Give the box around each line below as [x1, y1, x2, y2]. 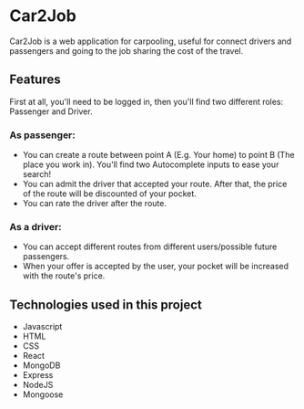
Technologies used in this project [9, 297, 202, 312]
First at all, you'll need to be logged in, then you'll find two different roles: [9, 96, 284, 107]
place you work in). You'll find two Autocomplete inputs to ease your [22, 159, 279, 170]
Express [22, 370, 54, 381]
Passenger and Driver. [9, 106, 93, 117]
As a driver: [9, 220, 62, 233]
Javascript [22, 321, 63, 332]
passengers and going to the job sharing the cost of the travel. [9, 45, 244, 56]
